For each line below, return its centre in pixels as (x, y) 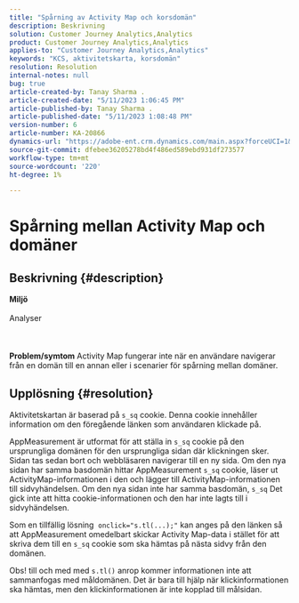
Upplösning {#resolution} (81, 394)
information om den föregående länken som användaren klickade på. (135, 424)
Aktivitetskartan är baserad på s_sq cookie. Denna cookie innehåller (133, 415)
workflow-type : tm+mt (49, 158)
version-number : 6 (43, 125)
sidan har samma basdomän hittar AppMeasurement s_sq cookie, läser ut (144, 470)
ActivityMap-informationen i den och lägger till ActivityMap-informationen (145, 479)
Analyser (25, 318)
